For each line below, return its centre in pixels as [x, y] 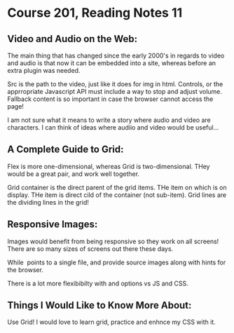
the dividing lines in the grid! [48, 202]
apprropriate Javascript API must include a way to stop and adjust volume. [115, 91]
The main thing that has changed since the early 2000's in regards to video [116, 55]
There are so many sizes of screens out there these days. [90, 249]
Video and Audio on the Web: [73, 39]
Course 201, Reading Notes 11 [95, 13]
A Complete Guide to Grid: [66, 150]
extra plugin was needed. [44, 70]
